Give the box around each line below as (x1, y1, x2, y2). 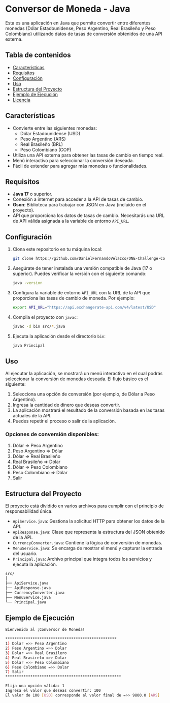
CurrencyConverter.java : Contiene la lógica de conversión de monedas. (12, 540, 162, 546)
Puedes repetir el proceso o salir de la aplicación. (12, 418, 116, 424)
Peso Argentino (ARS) (20, 136, 66, 142)
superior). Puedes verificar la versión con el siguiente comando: (12, 270, 147, 277)
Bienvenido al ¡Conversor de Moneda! (5, 627, 85, 632)
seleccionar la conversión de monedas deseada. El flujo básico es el (5, 376, 148, 382)
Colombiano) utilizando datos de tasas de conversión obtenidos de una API (5, 30, 162, 37)
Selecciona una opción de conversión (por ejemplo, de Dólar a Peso (12, 391, 155, 397)
